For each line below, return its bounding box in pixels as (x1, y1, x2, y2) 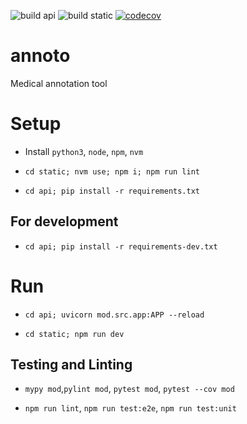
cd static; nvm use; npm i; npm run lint (24, 166, 200, 177)
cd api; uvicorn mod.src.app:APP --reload (24, 310, 205, 320)
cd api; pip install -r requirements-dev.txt (24, 241, 218, 252)
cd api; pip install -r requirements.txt (24, 186, 200, 196)
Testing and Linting (10, 356, 133, 374)
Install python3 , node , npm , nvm (24, 145, 144, 157)
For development (10, 213, 119, 230)
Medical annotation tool (10, 77, 108, 89)
